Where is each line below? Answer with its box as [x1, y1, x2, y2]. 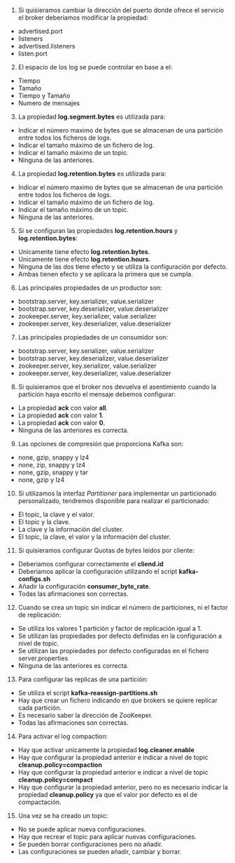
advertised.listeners [17, 42, 76, 50]
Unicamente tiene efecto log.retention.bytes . [17, 248, 150, 255]
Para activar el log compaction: [17, 732, 108, 740]
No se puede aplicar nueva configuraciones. [17, 825, 146, 834]
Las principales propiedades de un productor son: [17, 283, 163, 292]
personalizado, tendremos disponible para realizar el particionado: [17, 497, 210, 504]
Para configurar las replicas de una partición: [17, 675, 148, 683]
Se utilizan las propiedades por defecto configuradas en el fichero [17, 647, 209, 655]
